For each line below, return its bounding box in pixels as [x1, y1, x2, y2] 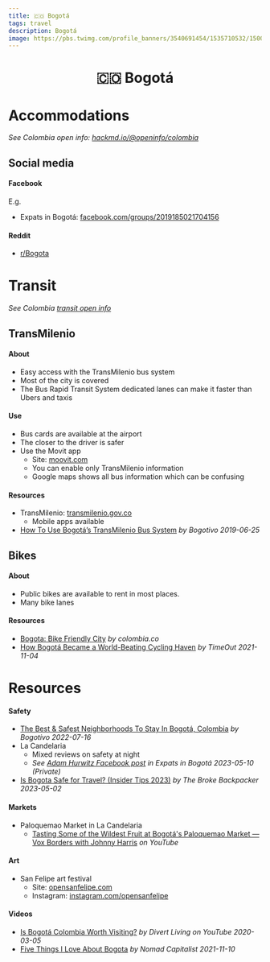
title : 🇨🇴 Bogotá [8, 11, 70, 20]
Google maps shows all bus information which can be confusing [31, 472, 245, 481]
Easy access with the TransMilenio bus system [19, 367, 175, 377]
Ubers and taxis [19, 392, 73, 403]
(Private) [31, 766, 62, 777]
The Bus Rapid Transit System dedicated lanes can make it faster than [19, 384, 252, 394]
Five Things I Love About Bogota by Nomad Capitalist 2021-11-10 [19, 943, 235, 954]
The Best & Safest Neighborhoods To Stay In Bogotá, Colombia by [19, 724, 239, 733]
